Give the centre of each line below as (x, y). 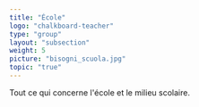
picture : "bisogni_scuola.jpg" (68, 59)
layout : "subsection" (50, 42)
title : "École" (38, 17)
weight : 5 (28, 51)
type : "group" (36, 34)
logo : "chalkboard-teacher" (62, 26)
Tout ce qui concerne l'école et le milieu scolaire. (100, 92)
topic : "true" (36, 68)
